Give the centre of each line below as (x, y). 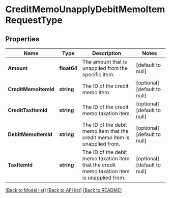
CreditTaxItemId (28, 110)
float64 (68, 68)
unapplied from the (105, 68)
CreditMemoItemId (31, 89)
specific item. (98, 75)
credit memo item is (106, 137)
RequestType (34, 20)
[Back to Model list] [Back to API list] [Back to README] (64, 190)
